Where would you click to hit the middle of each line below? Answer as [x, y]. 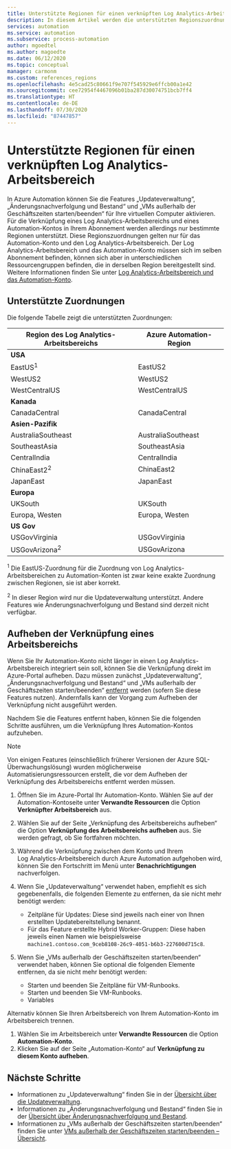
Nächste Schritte [44, 1078]
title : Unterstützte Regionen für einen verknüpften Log [90, 13]
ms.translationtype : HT [41, 97]
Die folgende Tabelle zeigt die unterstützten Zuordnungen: [90, 317]
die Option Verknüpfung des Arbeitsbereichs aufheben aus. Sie [109, 831]
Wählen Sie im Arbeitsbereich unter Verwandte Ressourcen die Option [118, 1034]
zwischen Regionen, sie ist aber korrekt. [64, 583]
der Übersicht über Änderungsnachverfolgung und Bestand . [102, 1117]
